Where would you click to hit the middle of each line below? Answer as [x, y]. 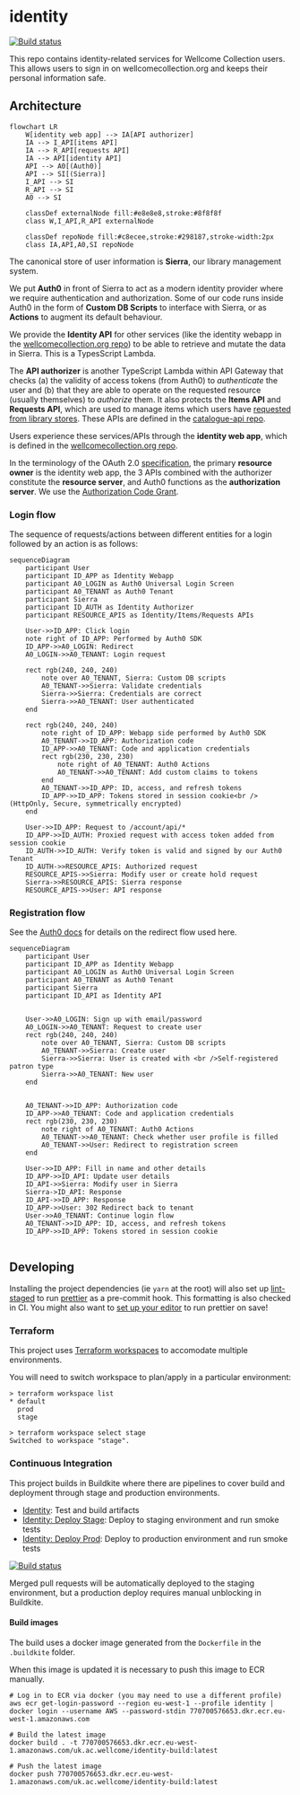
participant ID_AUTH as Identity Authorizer [110, 608]
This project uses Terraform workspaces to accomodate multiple [129, 1351]
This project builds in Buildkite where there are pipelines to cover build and [147, 1483]
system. [24, 270]
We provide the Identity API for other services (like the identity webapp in [146, 334]
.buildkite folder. [43, 1652]
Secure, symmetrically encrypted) [117, 804]
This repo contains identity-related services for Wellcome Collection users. [147, 58]
